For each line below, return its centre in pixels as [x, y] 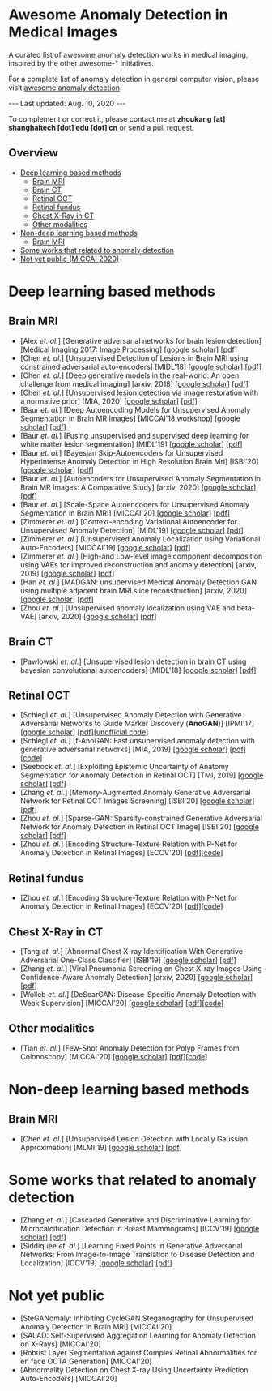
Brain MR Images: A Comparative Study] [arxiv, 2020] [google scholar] [138, 487]
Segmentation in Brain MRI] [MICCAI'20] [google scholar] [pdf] [125, 513]
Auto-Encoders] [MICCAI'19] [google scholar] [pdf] [105, 547]
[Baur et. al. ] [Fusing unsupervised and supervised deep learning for [134, 435]
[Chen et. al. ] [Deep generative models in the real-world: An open [130, 375]
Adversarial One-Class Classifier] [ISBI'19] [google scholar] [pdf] [128, 960]
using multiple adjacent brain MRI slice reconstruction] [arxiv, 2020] [134, 590]
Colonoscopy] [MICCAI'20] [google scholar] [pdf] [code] [114, 1056]
